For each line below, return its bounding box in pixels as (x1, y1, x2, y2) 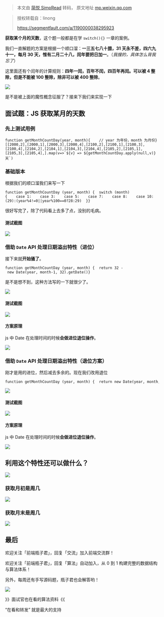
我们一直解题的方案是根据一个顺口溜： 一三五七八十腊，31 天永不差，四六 (5, 46, 152, 51)
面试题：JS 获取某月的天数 (5, 110, 85, 118)
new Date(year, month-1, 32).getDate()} (7, 270, 91, 275)
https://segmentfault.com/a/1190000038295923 (17, 25, 115, 31)
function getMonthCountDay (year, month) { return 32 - (5, 265, 123, 271)
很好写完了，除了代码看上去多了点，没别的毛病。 (5, 208, 103, 214)
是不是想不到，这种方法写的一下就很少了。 (5, 279, 91, 285)
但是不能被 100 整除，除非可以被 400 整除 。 (13, 74, 102, 80)
